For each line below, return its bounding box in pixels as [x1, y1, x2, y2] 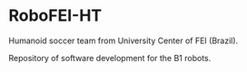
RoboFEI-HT [8, 5, 103, 26]
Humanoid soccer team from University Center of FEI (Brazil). [8, 35, 239, 46]
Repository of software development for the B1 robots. [8, 52, 212, 63]
